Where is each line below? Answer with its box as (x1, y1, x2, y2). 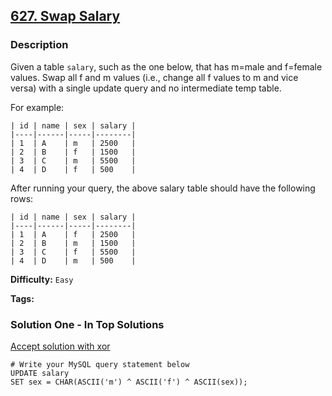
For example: (10, 101, 65, 113)
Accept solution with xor (10, 340, 111, 352)
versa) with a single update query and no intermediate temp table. (10, 82, 282, 94)
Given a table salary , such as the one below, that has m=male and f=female (10, 60, 323, 73)
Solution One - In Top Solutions (10, 317, 165, 331)
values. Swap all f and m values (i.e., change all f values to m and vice (10, 71, 299, 83)
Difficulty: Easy (10, 273, 74, 285)
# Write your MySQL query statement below (10, 359, 190, 369)
